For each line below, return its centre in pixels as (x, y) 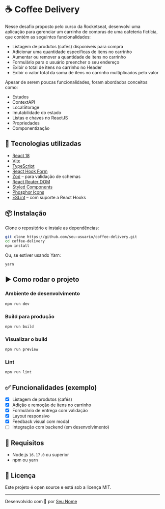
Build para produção (30, 316)
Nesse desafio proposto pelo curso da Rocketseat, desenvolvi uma (73, 26)
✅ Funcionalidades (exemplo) (51, 387)
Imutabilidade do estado (37, 112)
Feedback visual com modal (41, 421)
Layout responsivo (31, 416)
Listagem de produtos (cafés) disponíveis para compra (68, 46)
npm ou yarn (25, 460)
